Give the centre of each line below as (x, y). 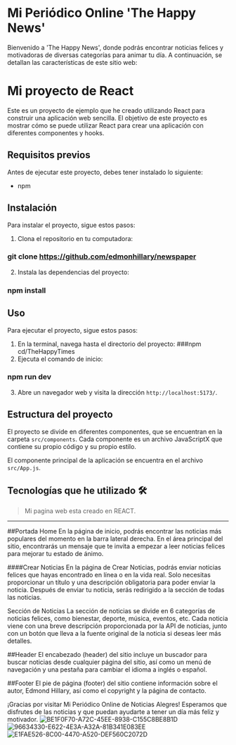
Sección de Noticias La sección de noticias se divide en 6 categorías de (111, 611)
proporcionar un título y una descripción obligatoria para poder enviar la (111, 582)
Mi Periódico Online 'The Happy (102, 13)
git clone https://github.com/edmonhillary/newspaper (102, 257)
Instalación (32, 208)
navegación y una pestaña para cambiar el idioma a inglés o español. (107, 670)
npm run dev (29, 377)
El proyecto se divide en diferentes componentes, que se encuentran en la (115, 431)
